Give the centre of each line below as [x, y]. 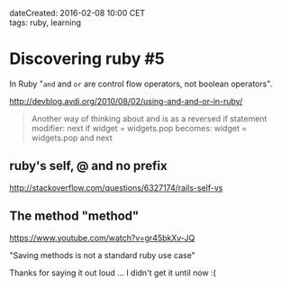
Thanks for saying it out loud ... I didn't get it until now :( [113, 273]
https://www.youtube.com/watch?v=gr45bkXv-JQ [102, 238]
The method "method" [74, 216]
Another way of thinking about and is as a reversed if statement [149, 118]
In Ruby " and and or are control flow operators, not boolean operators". [141, 84]
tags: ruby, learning [45, 22]
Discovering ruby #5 [87, 59]
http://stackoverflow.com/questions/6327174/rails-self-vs [116, 187]
